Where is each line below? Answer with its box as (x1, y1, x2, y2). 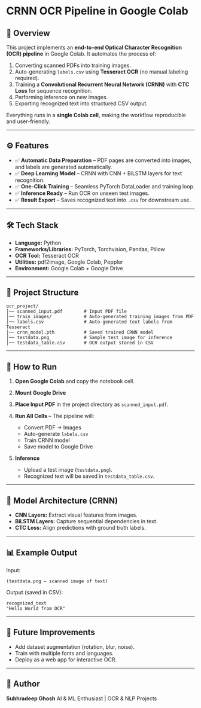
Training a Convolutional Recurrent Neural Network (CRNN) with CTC (14, 81, 190, 88)
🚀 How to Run (6, 362, 57, 372)
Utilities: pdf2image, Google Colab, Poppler (14, 258, 124, 265)
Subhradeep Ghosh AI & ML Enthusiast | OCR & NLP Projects (6, 695, 157, 702)
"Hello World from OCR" (6, 605, 66, 611)
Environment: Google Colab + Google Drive (14, 264, 124, 271)
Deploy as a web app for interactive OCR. (14, 656, 117, 663)
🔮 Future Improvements (6, 627, 96, 637)
